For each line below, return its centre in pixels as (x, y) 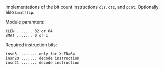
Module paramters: (25, 22)
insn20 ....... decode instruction (42, 58)
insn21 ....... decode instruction (42, 63)
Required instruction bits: (31, 45)
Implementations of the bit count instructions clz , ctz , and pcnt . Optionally (82, 7)
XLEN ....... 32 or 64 (29, 31)
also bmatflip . (20, 12)
